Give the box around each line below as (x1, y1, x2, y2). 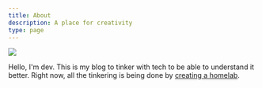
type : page (8, 26, 44, 34)
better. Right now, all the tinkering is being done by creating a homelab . (8, 71, 240, 80)
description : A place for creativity (8, 19, 133, 27)
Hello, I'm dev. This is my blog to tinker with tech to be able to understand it (8, 62, 255, 71)
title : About (8, 11, 51, 20)
